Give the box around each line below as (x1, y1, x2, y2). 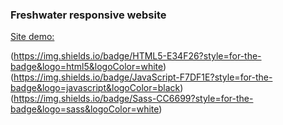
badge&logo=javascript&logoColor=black (10, 82, 181, 94)
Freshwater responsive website (10, 8, 167, 22)
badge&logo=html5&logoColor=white (10, 61, 164, 73)
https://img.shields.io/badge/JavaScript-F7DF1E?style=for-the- (13, 71, 273, 83)
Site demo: (10, 31, 55, 43)
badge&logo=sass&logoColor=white (10, 103, 160, 115)
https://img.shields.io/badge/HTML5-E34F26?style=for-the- (13, 50, 262, 62)
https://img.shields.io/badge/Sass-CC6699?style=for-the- (13, 93, 254, 105)
